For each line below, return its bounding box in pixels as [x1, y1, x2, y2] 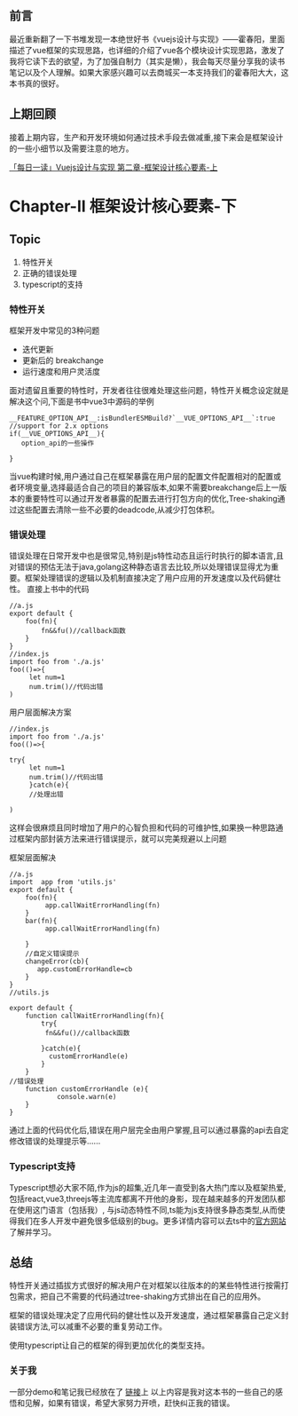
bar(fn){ [25, 917, 58, 926]
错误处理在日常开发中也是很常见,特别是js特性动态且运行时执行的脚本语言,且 [9, 550, 284, 561]
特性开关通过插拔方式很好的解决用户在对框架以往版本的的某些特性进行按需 [9, 1280, 281, 1291]
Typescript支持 [9, 1160, 75, 1173]
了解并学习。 [9, 1226, 56, 1237]
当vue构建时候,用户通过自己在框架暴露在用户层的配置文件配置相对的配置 [9, 471, 274, 481]
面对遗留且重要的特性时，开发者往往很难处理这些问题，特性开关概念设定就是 [9, 384, 289, 395]
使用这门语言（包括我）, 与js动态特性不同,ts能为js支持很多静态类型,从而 [16, 1204, 278, 1214]
